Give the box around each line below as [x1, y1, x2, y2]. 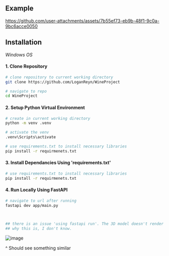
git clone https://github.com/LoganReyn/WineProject [5, 79, 120, 84]
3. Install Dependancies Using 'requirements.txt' [5, 160, 111, 166]
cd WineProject [5, 93, 38, 99]
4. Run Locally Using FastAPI [5, 187, 68, 193]
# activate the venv [5, 130, 50, 135]
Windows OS [5, 51, 33, 58]
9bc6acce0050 [5, 23, 38, 29]
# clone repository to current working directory [5, 74, 114, 80]
